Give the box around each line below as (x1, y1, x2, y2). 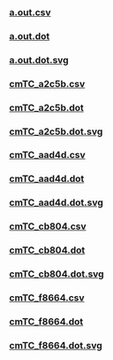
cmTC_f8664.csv (9, 291, 86, 303)
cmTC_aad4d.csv (9, 149, 86, 161)
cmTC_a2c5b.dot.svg (9, 125, 103, 137)
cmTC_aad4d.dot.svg (9, 197, 103, 209)
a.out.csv (9, 6, 51, 19)
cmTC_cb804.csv (9, 220, 87, 232)
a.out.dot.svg (9, 53, 69, 66)
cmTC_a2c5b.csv (9, 77, 86, 90)
